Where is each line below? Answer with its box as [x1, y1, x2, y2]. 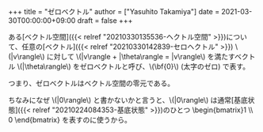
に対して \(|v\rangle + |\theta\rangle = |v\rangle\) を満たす [46, 52, 235, 61]
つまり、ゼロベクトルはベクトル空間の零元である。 [8, 78, 175, 88]
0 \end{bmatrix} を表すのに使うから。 [8, 115, 132, 124]
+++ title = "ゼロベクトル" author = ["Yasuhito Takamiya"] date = [8, 7, 220, 16]
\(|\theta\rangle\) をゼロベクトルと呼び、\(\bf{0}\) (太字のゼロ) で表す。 [17, 62, 250, 71]
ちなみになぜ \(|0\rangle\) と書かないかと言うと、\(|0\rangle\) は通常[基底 [8, 96, 248, 104]
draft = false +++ [77, 16, 133, 25]
